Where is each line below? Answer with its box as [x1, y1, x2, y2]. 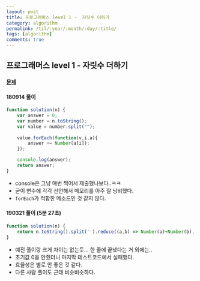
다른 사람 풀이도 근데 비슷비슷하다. [14, 268, 95, 276]
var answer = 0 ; [17, 112, 58, 119]
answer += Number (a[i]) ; [28, 140, 90, 147]
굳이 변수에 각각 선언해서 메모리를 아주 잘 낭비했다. [14, 187, 134, 194]
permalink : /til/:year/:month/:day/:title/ [6, 25, 117, 32]
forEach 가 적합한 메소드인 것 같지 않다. [14, 195, 106, 202]
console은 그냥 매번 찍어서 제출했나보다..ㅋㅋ [14, 180, 121, 187]
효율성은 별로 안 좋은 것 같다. [14, 261, 83, 268]
